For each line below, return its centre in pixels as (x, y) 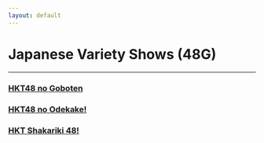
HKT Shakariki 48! (44, 130)
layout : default (35, 15)
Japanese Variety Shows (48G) (112, 54)
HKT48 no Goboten (46, 89)
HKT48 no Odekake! (48, 109)
